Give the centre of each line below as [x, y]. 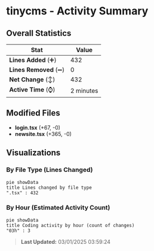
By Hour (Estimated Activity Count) [58, 208]
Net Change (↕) [32, 79]
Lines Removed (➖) [37, 70]
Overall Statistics [39, 33]
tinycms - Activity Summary [77, 11]
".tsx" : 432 [22, 193]
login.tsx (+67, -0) [38, 128]
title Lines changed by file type [49, 188]
